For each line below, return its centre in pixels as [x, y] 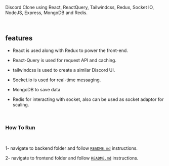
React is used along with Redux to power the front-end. [70, 50]
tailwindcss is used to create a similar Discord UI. [64, 70]
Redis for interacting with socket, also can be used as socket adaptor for [88, 99]
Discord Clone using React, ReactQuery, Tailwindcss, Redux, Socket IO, [80, 7]
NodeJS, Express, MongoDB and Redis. [46, 13]
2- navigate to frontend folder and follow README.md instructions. [72, 158]
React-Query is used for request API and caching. [64, 60]
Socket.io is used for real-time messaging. [57, 80]
